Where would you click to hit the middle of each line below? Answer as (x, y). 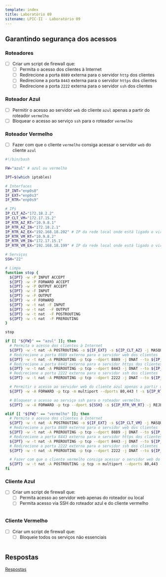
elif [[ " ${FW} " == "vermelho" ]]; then (47, 414)
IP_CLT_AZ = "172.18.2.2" (30, 214)
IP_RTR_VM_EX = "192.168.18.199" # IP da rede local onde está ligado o (79, 246)
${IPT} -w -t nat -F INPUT (37, 305)
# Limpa (13, 268)
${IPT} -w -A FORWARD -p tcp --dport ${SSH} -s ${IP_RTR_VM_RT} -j (81, 405)
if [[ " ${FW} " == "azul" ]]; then (41, 341)
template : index (22, 10)
